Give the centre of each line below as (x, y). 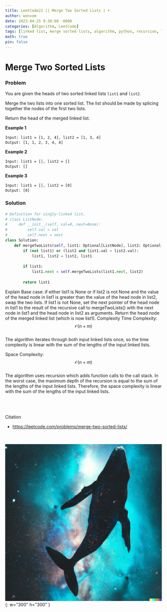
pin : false (16, 42)
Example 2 (16, 152)
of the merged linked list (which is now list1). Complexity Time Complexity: (81, 318)
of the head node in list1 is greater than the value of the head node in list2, (81, 297)
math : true (16, 37)
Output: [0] (17, 191)
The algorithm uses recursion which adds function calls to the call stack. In (82, 375)
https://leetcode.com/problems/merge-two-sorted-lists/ (70, 426)
